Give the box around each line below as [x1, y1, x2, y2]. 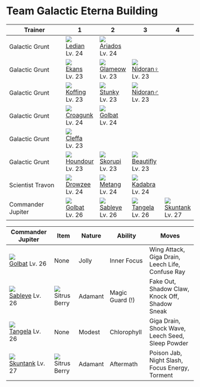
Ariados [99, 42, 122, 50]
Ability [117, 231, 136, 239]
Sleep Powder [149, 339, 189, 347]
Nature [81, 231, 102, 239]
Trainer [24, 26, 45, 34]
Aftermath [110, 360, 138, 368]
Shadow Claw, [149, 285, 189, 293]
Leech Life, [149, 260, 180, 269]
